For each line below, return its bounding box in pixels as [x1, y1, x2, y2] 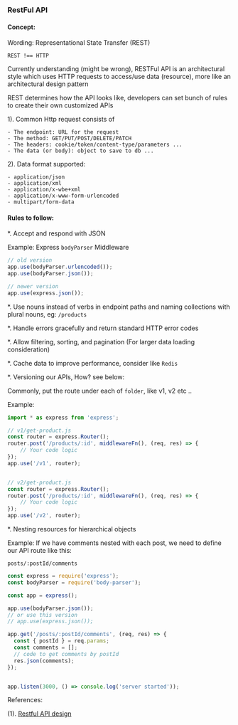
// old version [7, 257, 53, 264]
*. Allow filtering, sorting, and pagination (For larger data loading [7, 337, 195, 346]
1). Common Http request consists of [7, 115, 115, 124]
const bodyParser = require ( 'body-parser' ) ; [7, 578, 141, 586]
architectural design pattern [7, 80, 89, 88]
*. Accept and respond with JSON [7, 229, 106, 238]
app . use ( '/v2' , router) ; [7, 512, 81, 519]
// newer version [7, 282, 59, 290]
